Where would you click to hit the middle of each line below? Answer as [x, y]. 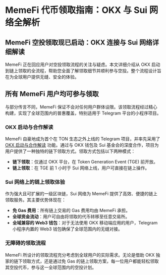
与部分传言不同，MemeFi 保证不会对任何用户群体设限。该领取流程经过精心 [81, 107]
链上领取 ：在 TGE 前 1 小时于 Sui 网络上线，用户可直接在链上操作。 [81, 168]
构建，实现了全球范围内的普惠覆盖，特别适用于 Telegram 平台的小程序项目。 [83, 113]
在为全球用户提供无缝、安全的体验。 [42, 77]
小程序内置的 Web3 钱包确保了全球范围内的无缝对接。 [67, 229]
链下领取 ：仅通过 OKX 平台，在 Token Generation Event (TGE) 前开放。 [85, 162]
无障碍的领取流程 [26, 243]
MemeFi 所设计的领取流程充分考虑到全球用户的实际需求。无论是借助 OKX [80, 255]
